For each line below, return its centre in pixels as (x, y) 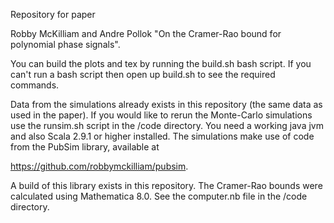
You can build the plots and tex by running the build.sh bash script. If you (161, 63)
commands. (35, 85)
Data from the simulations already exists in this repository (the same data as (166, 104)
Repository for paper (53, 14)
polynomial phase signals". (65, 44)
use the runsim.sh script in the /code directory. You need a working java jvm (167, 125)
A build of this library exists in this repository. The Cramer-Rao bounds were (166, 185)
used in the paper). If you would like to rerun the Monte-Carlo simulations (161, 115)
